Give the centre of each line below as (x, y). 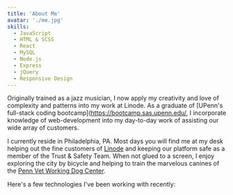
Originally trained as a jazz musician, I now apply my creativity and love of (113, 98)
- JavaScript (32, 33)
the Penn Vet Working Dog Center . (56, 171)
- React (25, 46)
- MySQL (25, 53)
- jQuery (26, 72)
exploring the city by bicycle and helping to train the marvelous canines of (113, 164)
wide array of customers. (43, 128)
